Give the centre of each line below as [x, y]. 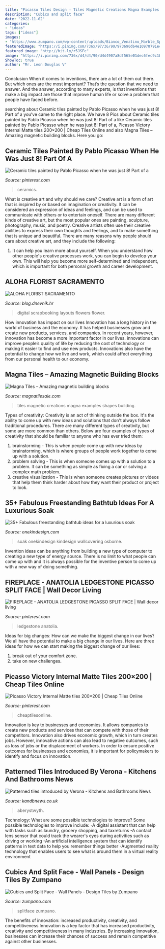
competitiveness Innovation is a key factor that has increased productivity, [80, 925]
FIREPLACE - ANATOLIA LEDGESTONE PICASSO [80, 582]
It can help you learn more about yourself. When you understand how [82, 250]
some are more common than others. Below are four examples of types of [80, 431]
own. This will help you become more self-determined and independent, [85, 261]
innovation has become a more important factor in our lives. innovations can [82, 338]
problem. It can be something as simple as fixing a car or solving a [79, 466]
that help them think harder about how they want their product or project [85, 482]
